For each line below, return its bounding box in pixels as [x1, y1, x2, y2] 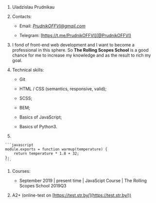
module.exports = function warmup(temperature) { [5, 147, 108, 152]
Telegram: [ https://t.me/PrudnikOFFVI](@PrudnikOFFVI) [19, 33, 131, 38]
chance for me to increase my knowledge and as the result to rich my [12, 52, 151, 58]
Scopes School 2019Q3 [19, 183, 67, 188]
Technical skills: [12, 67, 44, 73]
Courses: [12, 168, 31, 174]
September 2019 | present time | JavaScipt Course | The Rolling [19, 178, 147, 183]
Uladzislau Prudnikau [12, 4, 55, 10]
